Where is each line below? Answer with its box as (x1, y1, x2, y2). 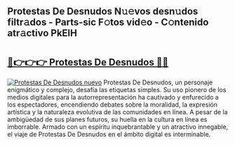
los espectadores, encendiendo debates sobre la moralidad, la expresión (7, 100, 217, 109)
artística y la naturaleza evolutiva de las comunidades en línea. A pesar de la (7, 108, 228, 116)
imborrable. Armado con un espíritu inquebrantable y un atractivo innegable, (7, 123, 229, 131)
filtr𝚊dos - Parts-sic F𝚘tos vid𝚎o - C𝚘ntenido (7, 17, 209, 29)
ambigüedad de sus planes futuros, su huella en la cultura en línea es (7, 115, 208, 123)
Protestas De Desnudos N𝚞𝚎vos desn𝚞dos (7, 6, 199, 17)
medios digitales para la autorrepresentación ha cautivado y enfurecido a (7, 93, 219, 101)
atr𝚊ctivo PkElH (7, 27, 77, 39)
